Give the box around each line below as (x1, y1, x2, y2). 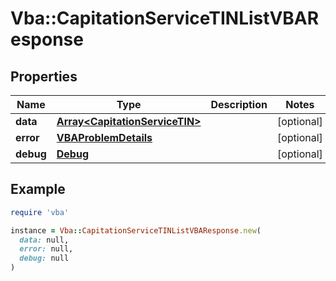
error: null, (19, 244, 74, 254)
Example (10, 181, 66, 198)
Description (210, 98, 268, 111)
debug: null (19, 253, 70, 264)
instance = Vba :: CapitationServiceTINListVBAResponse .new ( (10, 225, 262, 236)
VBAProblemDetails (56, 131, 153, 144)
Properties (10, 68, 78, 85)
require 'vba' (10, 207, 70, 217)
